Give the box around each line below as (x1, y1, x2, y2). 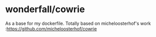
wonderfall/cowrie (5, 4, 85, 15)
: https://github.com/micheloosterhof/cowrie (5, 25, 97, 31)
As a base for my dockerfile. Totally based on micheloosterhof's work (5, 20, 151, 26)
